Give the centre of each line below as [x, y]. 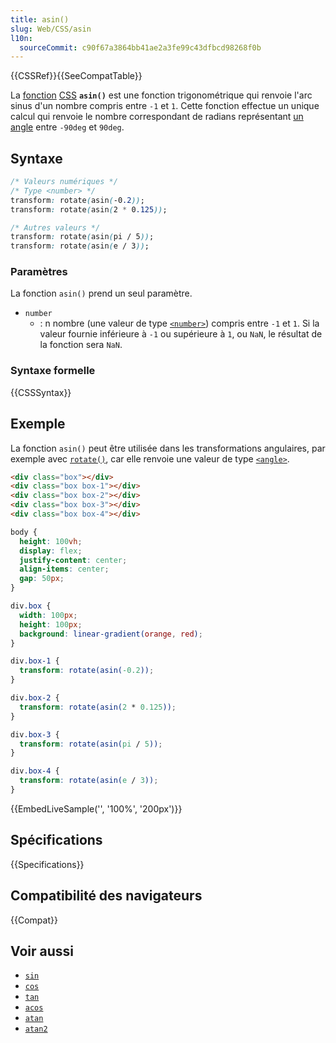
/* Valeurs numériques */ [64, 182]
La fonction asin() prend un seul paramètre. [101, 293]
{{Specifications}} [47, 864]
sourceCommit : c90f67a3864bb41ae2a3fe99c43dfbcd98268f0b [140, 47]
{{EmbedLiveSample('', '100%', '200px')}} [96, 808]
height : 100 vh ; [51, 541]
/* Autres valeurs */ [55, 227]
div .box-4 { [35, 771]
